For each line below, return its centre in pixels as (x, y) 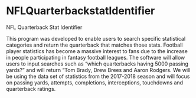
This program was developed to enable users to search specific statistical (96, 38)
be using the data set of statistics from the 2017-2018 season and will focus (98, 76)
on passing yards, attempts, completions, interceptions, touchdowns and (95, 82)
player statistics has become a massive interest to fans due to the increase (97, 51)
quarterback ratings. (31, 89)
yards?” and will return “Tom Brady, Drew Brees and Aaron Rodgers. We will (98, 70)
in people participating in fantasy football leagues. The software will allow (96, 57)
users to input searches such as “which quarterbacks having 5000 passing (97, 64)
